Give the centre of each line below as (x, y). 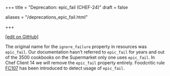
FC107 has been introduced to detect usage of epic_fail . (65, 68)
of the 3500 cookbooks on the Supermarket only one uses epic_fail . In (80, 57)
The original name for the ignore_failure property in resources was (76, 47)
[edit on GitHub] (22, 37)
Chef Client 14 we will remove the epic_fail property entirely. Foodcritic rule (85, 63)
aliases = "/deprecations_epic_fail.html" (47, 17)
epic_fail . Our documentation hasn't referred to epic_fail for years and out (85, 52)
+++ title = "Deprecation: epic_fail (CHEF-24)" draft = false (67, 7)
